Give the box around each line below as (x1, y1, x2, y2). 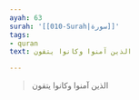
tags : (9, 30, 30, 39)
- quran (9, 38, 39, 48)
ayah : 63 (9, 13, 43, 23)
